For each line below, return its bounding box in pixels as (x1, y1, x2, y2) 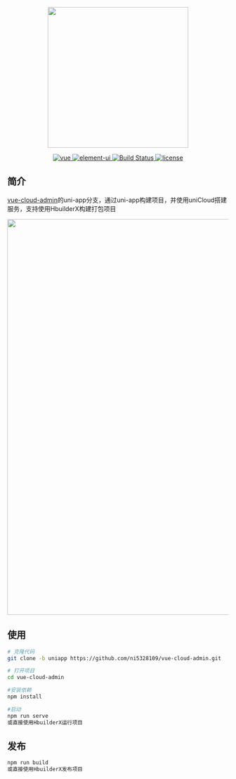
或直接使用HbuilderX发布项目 (7, 766, 83, 773)
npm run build (7, 759, 49, 766)
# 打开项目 (7, 667, 35, 675)
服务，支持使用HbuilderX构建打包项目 (7, 204, 117, 213)
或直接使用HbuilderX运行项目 (7, 718, 83, 726)
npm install (7, 693, 42, 700)
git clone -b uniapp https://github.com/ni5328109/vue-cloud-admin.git (7, 654, 221, 661)
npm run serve (7, 712, 49, 719)
